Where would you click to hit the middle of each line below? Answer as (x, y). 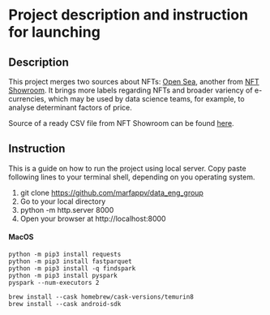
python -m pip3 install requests (65, 255)
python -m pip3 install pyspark (63, 276)
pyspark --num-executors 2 (54, 283)
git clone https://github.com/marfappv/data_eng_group (112, 192)
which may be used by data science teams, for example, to (146, 99)
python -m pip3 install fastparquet (70, 261)
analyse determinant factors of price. (70, 108)
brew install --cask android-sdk (65, 304)
